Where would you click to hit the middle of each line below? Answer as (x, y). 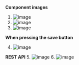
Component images (27, 7)
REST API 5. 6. (30, 57)
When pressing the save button (39, 38)
